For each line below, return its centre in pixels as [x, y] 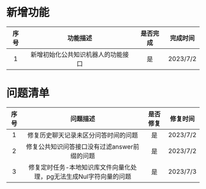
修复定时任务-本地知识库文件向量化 [80, 167]
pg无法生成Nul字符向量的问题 [89, 176]
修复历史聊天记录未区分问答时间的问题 [82, 135]
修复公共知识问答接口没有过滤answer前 [83, 146]
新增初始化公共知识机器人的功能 [77, 54]
